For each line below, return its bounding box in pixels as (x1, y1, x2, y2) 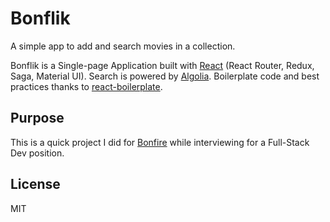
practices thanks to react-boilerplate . (10, 80, 163, 92)
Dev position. (10, 147, 65, 159)
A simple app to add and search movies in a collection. (10, 40, 236, 52)
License (10, 176, 61, 193)
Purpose (10, 110, 65, 127)
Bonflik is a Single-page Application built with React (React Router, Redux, (10, 59, 315, 71)
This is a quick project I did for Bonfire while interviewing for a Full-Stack (10, 136, 310, 148)
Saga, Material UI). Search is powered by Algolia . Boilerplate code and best (10, 70, 320, 82)
